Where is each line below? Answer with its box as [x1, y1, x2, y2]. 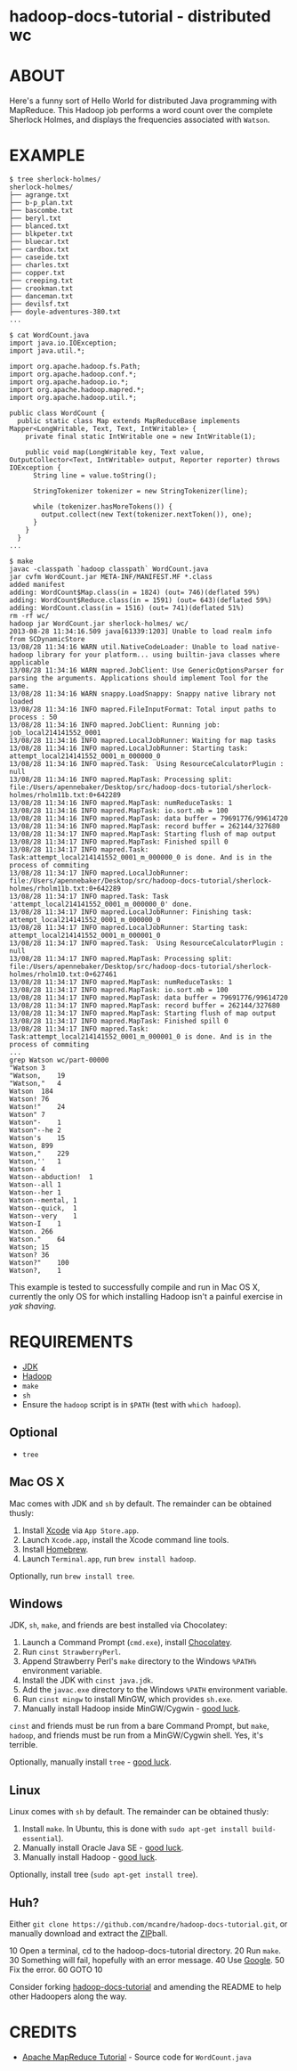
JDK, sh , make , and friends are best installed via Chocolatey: [9, 1619, 228, 1631]
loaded [9, 697, 34, 706]
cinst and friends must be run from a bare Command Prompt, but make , [9, 1721, 269, 1732]
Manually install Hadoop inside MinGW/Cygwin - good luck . [21, 1703, 241, 1714]
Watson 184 [9, 1087, 53, 1097]
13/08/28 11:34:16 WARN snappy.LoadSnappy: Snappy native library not [9, 689, 277, 698]
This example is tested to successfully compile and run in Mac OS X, [9, 1282, 261, 1292]
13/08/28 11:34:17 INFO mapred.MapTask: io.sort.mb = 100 [9, 986, 229, 995]
